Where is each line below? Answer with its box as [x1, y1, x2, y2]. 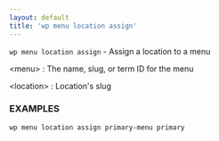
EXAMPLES [9, 103, 60, 115]
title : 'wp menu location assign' [9, 21, 138, 30]
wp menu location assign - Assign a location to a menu [9, 46, 211, 56]
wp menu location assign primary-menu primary [9, 122, 185, 132]
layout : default [9, 12, 69, 22]
